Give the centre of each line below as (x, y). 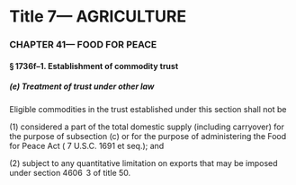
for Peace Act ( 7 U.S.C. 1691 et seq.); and (87, 145)
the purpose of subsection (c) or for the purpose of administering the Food (148, 136)
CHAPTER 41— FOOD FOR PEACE (83, 45)
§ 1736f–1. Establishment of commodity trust (94, 66)
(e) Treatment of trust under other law (82, 86)
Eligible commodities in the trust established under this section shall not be (148, 109)
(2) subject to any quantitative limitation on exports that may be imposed (144, 163)
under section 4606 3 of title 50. (70, 172)
